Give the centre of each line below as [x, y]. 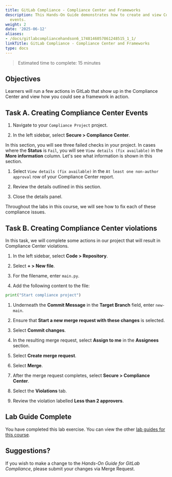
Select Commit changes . [39, 330]
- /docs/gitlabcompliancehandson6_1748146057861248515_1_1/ [71, 39]
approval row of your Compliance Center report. [63, 177]
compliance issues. [26, 212]
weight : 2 [16, 24]
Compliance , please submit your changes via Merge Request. [70, 469]
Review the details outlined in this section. [57, 187]
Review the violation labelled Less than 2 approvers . [68, 401]
